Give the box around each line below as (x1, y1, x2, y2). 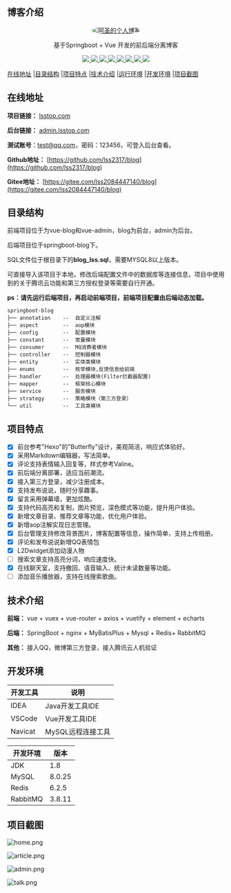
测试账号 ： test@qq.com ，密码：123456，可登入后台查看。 (7, 141, 175, 149)
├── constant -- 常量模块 (7, 337, 97, 343)
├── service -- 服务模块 (7, 388, 97, 395)
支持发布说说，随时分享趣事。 (17, 485, 102, 494)
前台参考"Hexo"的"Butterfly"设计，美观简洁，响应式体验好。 (17, 443, 189, 451)
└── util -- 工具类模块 (7, 403, 101, 410)
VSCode (10, 713, 38, 723)
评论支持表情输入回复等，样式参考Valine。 (17, 460, 138, 468)
